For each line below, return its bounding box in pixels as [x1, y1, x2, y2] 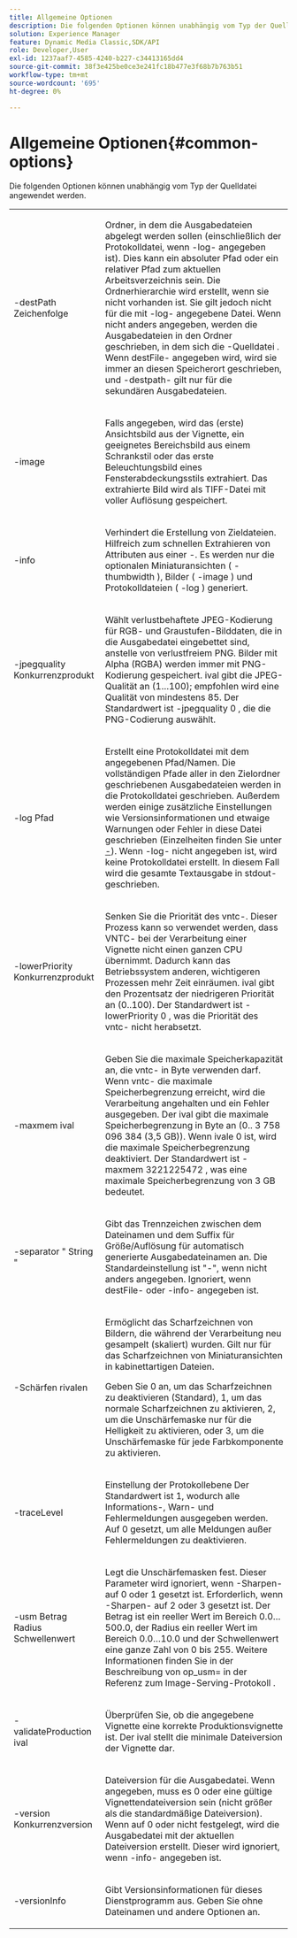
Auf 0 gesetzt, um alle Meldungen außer [104, 1523, 272, 1535]
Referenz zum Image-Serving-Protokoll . [104, 1677, 276, 1689]
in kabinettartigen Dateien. [104, 1360, 215, 1373]
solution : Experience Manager [9, 29, 121, 38]
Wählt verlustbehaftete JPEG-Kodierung [104, 614, 273, 627]
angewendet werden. [9, 190, 87, 201]
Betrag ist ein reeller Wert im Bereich [104, 1611, 257, 1623]
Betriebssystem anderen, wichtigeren [104, 965, 261, 978]
